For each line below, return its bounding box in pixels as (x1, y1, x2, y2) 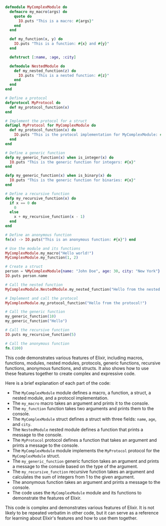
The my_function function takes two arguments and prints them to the (12, 405, 154, 411)
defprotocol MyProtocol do (5, 100, 61, 105)
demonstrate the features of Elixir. (12, 495, 82, 501)
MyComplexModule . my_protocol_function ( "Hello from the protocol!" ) (5, 300, 147, 306)
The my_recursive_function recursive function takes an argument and (12, 469, 155, 474)
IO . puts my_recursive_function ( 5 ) (5, 332, 77, 337)
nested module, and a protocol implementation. (12, 395, 109, 401)
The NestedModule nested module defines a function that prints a (12, 426, 143, 432)
